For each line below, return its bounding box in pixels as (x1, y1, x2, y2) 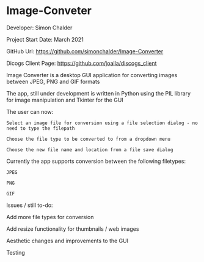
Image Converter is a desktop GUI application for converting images (6, 71, 178, 78)
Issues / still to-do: (6, 201, 53, 209)
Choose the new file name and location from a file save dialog (6, 146, 173, 153)
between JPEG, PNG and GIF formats (6, 78, 100, 85)
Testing (6, 249, 26, 256)
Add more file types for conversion (6, 213, 94, 220)
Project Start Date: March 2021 (6, 36, 84, 43)
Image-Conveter (6, 4, 92, 18)
